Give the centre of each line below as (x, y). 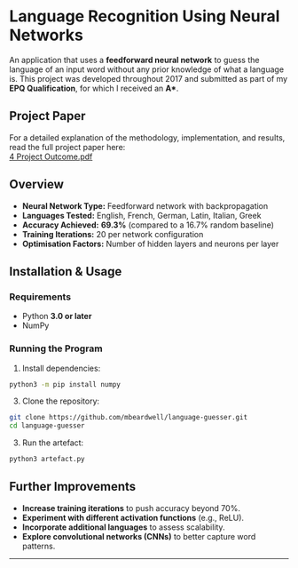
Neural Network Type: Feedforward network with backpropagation (145, 205)
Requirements (40, 297)
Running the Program (56, 348)
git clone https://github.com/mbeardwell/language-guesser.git (129, 418)
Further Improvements (73, 487)
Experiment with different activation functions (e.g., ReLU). (133, 517)
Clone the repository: (61, 401)
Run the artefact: (53, 443)
